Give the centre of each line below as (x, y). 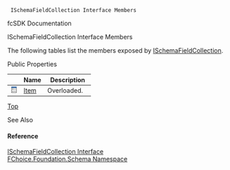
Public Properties (32, 64)
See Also (20, 120)
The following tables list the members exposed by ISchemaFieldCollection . (115, 51)
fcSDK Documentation (39, 23)
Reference (23, 136)
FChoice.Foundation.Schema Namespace (68, 159)
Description (68, 79)
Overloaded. (65, 90)
